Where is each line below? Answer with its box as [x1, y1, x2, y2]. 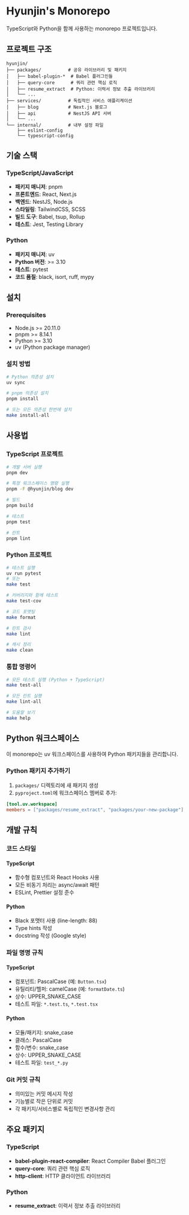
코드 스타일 [6, 844, 37, 852]
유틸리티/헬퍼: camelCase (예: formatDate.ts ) [14, 985, 125, 993]
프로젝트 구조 [6, 44, 52, 55]
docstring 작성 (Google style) [14, 932, 87, 939]
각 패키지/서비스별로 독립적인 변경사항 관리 [14, 1105, 115, 1112]
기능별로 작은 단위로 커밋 [14, 1097, 73, 1104]
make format [6, 614, 36, 620]
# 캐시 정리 [6, 641, 31, 647]
